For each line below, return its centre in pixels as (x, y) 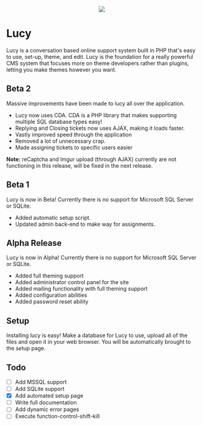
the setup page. (26, 348)
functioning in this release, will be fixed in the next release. (80, 165)
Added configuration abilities (51, 295)
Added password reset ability (52, 302)
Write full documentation (46, 403)
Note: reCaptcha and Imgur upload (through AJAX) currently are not (92, 159)
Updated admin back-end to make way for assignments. (85, 224)
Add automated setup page (49, 396)
